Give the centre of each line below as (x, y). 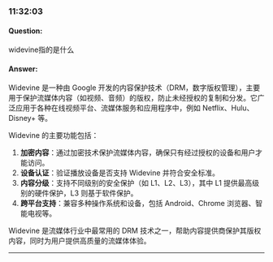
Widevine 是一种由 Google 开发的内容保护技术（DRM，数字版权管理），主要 (134, 88)
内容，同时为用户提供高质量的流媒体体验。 (80, 241)
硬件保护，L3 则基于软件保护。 (86, 193)
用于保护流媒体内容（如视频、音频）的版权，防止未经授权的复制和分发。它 (133, 98)
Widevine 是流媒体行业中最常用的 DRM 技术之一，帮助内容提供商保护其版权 (135, 231)
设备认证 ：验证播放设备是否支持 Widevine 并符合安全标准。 (120, 173)
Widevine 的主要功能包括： (54, 135)
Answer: (23, 69)
